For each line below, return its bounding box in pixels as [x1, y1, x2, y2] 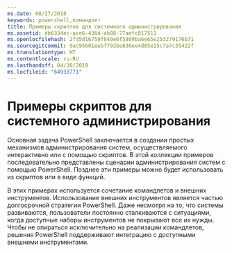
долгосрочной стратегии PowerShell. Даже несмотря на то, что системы [7, 201, 224, 209]
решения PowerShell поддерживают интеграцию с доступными [7, 231, 196, 239]
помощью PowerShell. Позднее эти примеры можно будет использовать [7, 165, 224, 174]
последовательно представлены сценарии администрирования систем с [7, 158, 226, 167]
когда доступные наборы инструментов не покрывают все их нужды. [7, 216, 215, 225]
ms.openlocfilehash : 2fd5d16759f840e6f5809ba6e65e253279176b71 [7, 36, 194, 43]
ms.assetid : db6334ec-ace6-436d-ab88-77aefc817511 [7, 29, 157, 37]
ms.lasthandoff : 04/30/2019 [7, 62, 89, 69]
